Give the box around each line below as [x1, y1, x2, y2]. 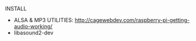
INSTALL [5, 5, 27, 12]
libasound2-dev [13, 29, 54, 36]
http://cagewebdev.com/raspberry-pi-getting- [74, 17, 190, 23]
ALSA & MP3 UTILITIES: [13, 17, 74, 23]
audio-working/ [13, 23, 53, 30]
